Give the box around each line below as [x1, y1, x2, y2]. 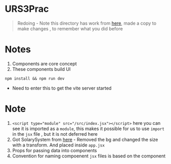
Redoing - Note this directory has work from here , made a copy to [17, 20, 157, 26]
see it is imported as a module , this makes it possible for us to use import [12, 125, 165, 132]
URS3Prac [5, 3, 49, 15]
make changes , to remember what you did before [17, 25, 123, 31]
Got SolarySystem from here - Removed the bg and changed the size [12, 136, 158, 142]
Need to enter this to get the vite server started [12, 85, 112, 91]
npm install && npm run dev [5, 76, 65, 81]
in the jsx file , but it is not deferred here [12, 131, 98, 137]
